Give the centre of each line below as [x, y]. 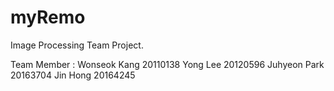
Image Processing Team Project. [77, 45]
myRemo [48, 17]
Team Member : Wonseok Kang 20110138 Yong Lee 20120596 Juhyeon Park [167, 64]
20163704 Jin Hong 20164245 [73, 75]
